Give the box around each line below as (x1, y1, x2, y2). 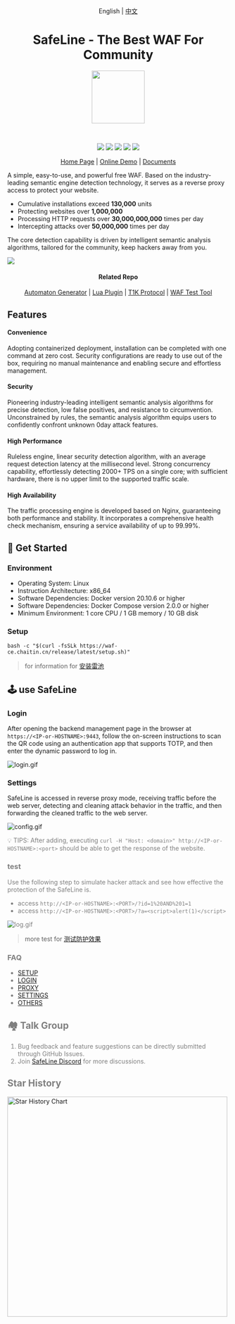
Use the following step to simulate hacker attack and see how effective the (7, 878, 224, 886)
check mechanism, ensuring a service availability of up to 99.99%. (7, 521, 201, 530)
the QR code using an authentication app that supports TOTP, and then (7, 739, 213, 748)
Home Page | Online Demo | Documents (60, 157, 177, 165)
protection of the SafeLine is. (7, 885, 91, 894)
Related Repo (98, 273, 139, 281)
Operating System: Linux (17, 579, 89, 587)
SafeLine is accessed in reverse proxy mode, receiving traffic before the (7, 794, 217, 802)
